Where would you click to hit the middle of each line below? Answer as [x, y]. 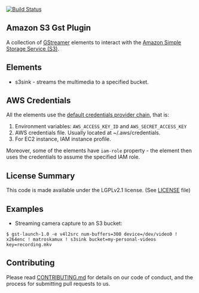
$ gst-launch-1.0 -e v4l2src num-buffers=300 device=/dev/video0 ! [92, 235]
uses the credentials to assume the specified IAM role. [73, 157]
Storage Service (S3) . [33, 48]
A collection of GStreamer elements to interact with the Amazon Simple [94, 42]
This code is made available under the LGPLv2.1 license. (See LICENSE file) [99, 190]
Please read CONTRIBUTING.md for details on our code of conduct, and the [99, 277]
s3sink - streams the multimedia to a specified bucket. [82, 82]
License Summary [41, 176]
